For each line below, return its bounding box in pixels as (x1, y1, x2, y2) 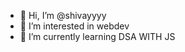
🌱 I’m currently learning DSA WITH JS (19, 31, 176, 42)
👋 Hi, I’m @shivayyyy (19, 10, 107, 21)
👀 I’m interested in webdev (19, 20, 130, 32)
